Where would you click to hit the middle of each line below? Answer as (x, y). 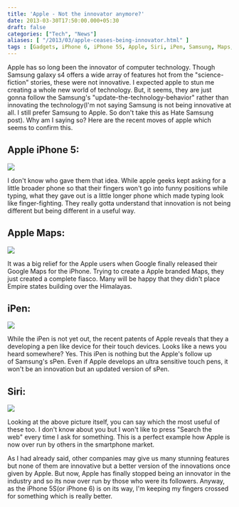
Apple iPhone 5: (43, 150)
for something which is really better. (60, 496)
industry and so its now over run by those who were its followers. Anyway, (116, 481)
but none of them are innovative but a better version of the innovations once (119, 466)
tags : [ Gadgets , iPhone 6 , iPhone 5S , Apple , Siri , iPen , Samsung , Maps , (121, 47)
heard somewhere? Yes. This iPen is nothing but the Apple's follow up (110, 354)
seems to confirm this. (40, 128)
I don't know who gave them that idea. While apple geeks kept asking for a (117, 180)
